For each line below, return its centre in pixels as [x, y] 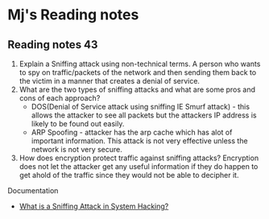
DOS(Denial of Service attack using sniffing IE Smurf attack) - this [141, 107]
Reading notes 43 [53, 45]
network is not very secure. [77, 149]
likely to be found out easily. [78, 124]
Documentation [33, 190]
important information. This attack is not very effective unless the [139, 141]
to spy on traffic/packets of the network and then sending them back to [138, 72]
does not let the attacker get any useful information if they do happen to [139, 166]
